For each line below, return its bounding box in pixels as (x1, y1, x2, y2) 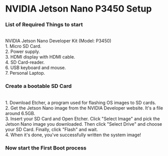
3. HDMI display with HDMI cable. (5, 54, 75, 60)
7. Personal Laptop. (5, 70, 46, 76)
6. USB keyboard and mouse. (5, 65, 66, 71)
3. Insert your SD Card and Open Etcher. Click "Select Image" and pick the (5, 116, 160, 122)
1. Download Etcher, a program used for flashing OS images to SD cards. (5, 99, 156, 106)
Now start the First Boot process (5, 144, 87, 151)
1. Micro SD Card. (5, 43, 41, 49)
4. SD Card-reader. (5, 59, 45, 66)
